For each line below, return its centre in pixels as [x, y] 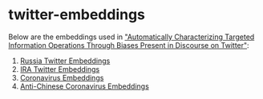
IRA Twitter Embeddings [60, 69]
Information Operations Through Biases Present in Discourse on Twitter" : [129, 45]
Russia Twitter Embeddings [65, 61]
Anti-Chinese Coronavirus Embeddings [85, 86]
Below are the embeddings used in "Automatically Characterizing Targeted [131, 37]
